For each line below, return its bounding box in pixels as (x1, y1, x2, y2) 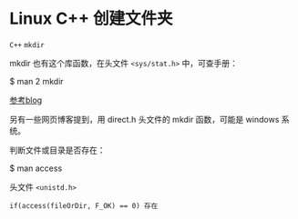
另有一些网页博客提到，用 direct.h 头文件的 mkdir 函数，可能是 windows (9, 114, 280, 124)
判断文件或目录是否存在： (9, 144, 106, 155)
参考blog (9, 95, 43, 105)
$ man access (9, 163, 63, 174)
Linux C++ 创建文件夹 (9, 8, 173, 29)
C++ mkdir (9, 40, 46, 50)
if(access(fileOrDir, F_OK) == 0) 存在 (9, 201, 159, 210)
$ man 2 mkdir (9, 75, 64, 86)
